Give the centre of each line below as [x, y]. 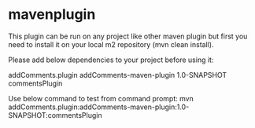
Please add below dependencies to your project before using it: [111, 60]
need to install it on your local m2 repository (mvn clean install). [111, 44]
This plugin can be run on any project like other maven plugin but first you [128, 36]
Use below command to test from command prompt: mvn [101, 98]
